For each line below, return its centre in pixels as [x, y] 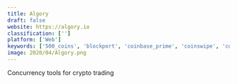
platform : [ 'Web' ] [34, 40]
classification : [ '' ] [39, 33]
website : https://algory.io [49, 27]
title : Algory [28, 14]
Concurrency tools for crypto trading [61, 72]
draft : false [26, 20]
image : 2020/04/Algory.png [47, 53]
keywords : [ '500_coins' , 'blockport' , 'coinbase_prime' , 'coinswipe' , [113, 46]
